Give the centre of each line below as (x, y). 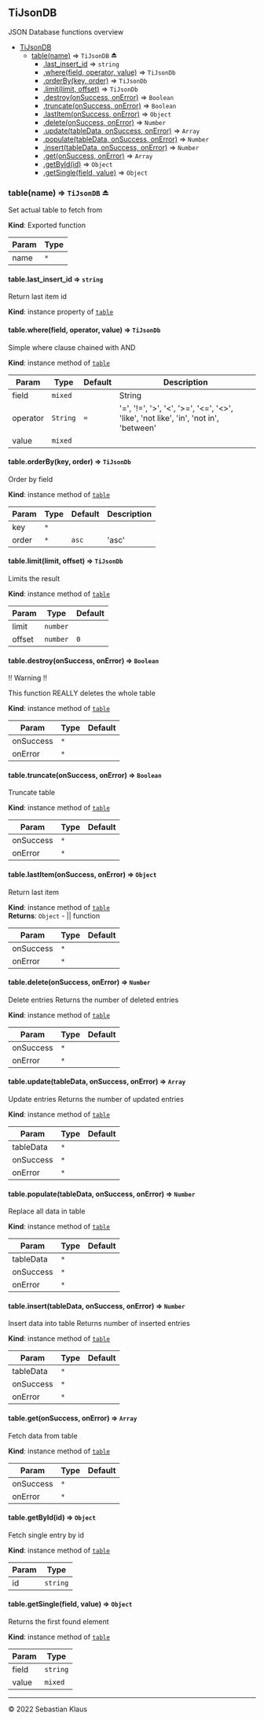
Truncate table (32, 793)
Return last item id (37, 296)
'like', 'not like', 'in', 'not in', (169, 418)
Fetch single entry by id (46, 1535)
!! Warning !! (27, 678)
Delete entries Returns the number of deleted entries (93, 1000)
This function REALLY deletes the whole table (82, 693)
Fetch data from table (43, 1435)
